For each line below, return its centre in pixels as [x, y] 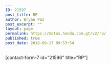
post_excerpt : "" [24, 24]
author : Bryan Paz [25, 19]
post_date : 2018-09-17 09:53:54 [40, 43]
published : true [23, 39]
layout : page [19, 29]
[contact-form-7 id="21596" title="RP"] [47, 57]
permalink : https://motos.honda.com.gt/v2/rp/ [56, 34]
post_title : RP [21, 15]
